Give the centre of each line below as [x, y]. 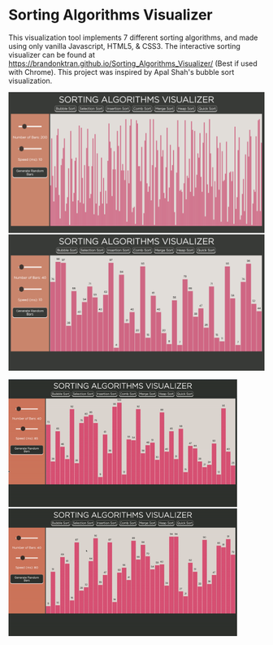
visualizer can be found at [52, 54]
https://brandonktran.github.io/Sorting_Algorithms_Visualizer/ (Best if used [133, 63]
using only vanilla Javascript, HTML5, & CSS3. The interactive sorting [125, 46]
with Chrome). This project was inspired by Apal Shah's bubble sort [121, 72]
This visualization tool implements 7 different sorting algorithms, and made [133, 37]
